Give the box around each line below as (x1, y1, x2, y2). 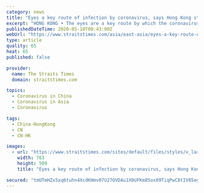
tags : (6, 115, 20, 122)
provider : (6, 65, 32, 71)
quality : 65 (6, 43, 36, 49)
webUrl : (6, 32, 26, 38)
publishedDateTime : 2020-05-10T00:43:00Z (6, 26, 113, 32)
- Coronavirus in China (12, 93, 72, 99)
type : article (6, 37, 42, 43)
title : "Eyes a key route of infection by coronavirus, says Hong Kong (6, 15, 191, 21)
